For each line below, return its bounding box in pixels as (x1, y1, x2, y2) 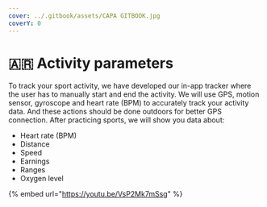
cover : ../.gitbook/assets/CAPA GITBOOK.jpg (8, 11, 161, 20)
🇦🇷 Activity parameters (8, 54, 173, 72)
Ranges (19, 165, 46, 175)
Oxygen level (19, 174, 65, 184)
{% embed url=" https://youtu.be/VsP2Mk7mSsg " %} (8, 189, 183, 199)
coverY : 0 (8, 19, 42, 27)
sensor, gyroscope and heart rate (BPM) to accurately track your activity (8, 98, 249, 108)
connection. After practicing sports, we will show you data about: (8, 115, 225, 125)
